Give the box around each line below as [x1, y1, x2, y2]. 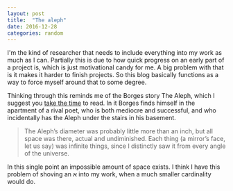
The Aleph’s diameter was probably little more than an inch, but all [24, 127, 214, 135]
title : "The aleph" [7, 17, 67, 24]
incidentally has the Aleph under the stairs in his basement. [7, 114, 177, 122]
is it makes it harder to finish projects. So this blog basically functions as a [7, 71, 219, 79]
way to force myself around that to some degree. [7, 78, 147, 87]
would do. [7, 178, 36, 186]
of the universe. [24, 149, 69, 158]
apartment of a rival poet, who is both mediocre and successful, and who [7, 106, 216, 115]
